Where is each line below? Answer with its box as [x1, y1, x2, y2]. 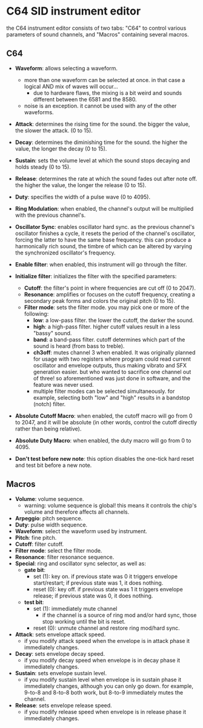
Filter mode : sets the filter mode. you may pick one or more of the [24, 304, 190, 311]
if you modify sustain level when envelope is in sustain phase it [24, 676, 182, 683]
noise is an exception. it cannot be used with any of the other [24, 102, 177, 109]
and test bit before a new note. [15, 461, 92, 469]
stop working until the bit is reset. [42, 617, 126, 625]
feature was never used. [33, 381, 94, 388]
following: [24, 310, 49, 317]
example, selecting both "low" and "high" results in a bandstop [33, 393, 190, 401]
